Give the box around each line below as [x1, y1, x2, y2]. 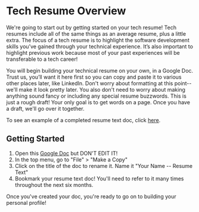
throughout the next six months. [14, 181, 94, 188]
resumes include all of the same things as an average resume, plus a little [6, 30, 186, 37]
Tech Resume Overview [6, 4, 126, 18]
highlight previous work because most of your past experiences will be [6, 49, 180, 56]
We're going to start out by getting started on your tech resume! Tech [6, 24, 177, 31]
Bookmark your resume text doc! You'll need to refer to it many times [14, 174, 184, 182]
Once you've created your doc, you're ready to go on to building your [6, 192, 177, 200]
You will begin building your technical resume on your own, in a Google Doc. [6, 67, 194, 74]
